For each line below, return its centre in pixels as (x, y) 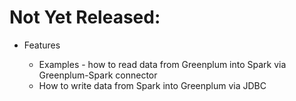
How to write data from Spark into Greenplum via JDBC (152, 85)
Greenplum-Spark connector (98, 75)
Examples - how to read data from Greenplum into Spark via (162, 64)
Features (42, 45)
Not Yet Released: (85, 17)
